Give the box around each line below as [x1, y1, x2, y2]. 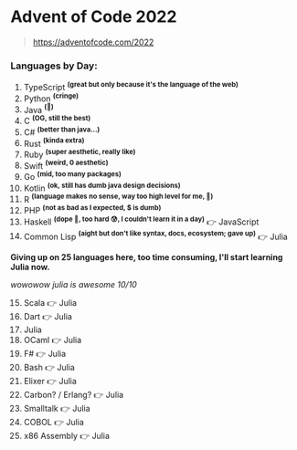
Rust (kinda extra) [23, 136, 85, 149]
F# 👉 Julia [23, 349, 67, 360]
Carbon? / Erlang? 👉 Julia [23, 390, 124, 401]
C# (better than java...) [23, 125, 101, 138]
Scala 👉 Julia [23, 298, 77, 309]
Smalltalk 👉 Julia [23, 403, 90, 414]
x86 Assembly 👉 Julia [23, 431, 111, 442]
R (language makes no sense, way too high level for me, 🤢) [23, 192, 214, 204]
